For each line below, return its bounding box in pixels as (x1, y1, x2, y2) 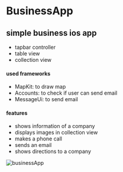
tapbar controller (14, 43, 56, 51)
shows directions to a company (14, 148, 92, 155)
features (6, 109, 28, 117)
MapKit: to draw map (14, 83, 66, 90)
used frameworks (6, 70, 51, 77)
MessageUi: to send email (14, 96, 78, 103)
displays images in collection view (14, 129, 98, 136)
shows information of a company (14, 123, 95, 130)
